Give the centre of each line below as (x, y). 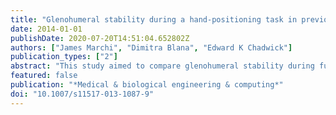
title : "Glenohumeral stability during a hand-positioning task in (154, 19)
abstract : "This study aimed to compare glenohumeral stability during (162, 66)
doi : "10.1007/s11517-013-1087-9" (82, 94)
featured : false (44, 76)
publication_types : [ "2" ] (64, 57)
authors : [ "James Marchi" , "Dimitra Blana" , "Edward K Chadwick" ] (151, 47)
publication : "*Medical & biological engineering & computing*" (147, 85)
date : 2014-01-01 (46, 29)
